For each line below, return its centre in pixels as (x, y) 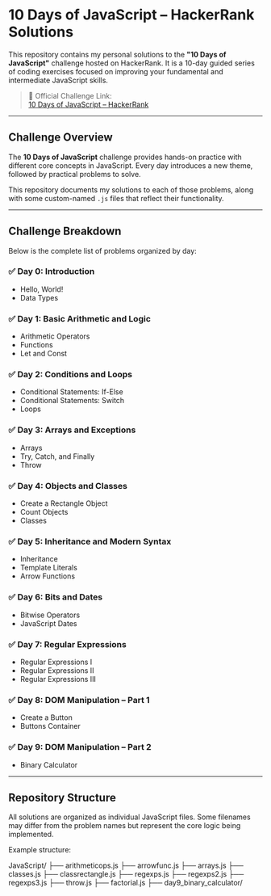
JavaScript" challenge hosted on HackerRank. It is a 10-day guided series (132, 63)
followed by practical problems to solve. (75, 174)
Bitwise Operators (50, 615)
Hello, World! (42, 289)
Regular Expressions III (58, 679)
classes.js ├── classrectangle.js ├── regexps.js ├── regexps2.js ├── (126, 874)
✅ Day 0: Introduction (52, 271)
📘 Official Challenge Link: (70, 95)
